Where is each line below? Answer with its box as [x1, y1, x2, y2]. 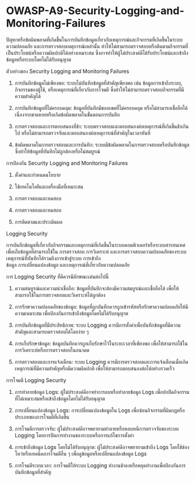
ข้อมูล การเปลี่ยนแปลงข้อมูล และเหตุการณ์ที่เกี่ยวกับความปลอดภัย [6, 261, 130, 268]
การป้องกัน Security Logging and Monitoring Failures [6, 159, 128, 166]
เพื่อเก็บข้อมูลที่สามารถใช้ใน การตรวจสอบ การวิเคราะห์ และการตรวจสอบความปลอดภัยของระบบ [6, 248, 187, 255]
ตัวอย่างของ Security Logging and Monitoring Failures [6, 68, 129, 75]
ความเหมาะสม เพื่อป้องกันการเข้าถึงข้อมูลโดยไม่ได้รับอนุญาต [14, 310, 129, 317]
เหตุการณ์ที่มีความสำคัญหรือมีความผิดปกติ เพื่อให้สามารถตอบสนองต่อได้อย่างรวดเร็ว [14, 364, 175, 371]
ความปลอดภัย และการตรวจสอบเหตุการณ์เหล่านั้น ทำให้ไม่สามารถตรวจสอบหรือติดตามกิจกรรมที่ [6, 42, 189, 49]
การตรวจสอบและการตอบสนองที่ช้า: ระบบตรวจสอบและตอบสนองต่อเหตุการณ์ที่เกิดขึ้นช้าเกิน [14, 122, 189, 130]
